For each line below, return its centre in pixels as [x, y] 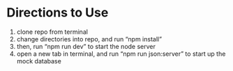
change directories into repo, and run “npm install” [89, 39]
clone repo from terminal [52, 32]
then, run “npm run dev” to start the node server [86, 46]
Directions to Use [58, 13]
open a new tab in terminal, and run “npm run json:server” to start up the [121, 54]
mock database [39, 61]
